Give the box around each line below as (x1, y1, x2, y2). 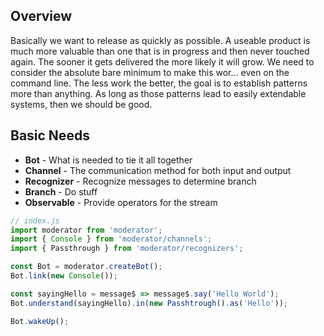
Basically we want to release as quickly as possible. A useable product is (10, 34, 311, 46)
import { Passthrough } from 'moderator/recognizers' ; (10, 244, 244, 254)
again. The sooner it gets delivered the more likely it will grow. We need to (10, 55, 315, 68)
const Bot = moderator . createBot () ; (10, 262, 163, 272)
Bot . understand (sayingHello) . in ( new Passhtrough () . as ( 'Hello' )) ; (10, 298, 289, 308)
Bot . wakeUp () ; (10, 316, 70, 326)
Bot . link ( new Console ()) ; (10, 271, 118, 281)
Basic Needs (10, 127, 90, 144)
